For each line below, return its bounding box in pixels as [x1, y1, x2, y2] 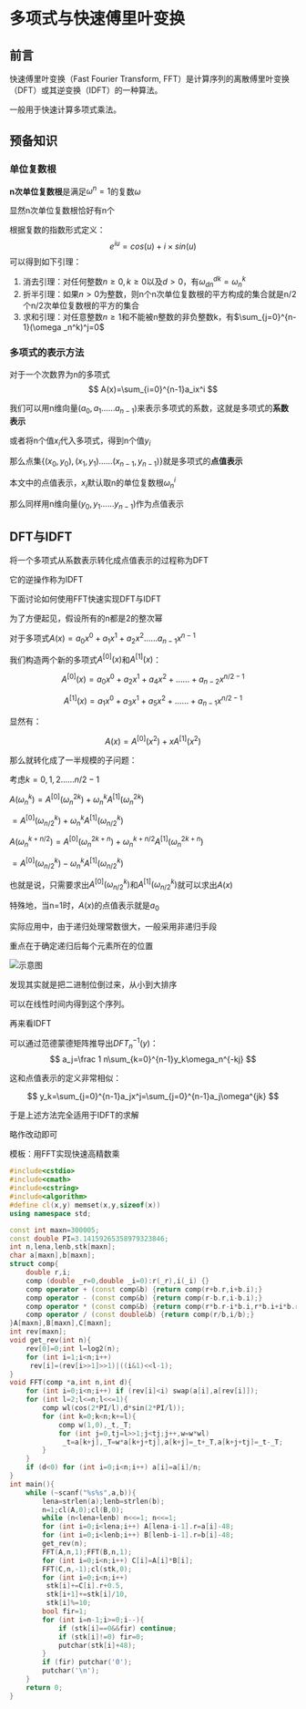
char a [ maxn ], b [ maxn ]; [9, 1251, 96, 1261]
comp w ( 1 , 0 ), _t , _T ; [57, 1420, 132, 1429]
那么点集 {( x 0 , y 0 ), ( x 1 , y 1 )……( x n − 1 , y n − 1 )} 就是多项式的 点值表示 [9, 456, 243, 469]
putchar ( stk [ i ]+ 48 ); [57, 1641, 137, 1650]
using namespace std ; [9, 1209, 92, 1218]
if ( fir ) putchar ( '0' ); [42, 1658, 132, 1667]
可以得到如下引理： [9, 256, 82, 267]
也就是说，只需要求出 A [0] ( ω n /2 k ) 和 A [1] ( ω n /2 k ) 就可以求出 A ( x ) [9, 877, 234, 892]
